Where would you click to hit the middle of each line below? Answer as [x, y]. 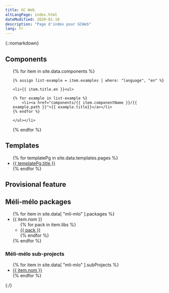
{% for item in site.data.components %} [53, 71]
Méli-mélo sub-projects [35, 254]
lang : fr [14, 29]
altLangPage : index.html [31, 15]
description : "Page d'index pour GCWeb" [48, 24]
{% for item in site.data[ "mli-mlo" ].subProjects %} [66, 265]
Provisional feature [36, 184]
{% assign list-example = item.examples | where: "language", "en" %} [88, 80]
